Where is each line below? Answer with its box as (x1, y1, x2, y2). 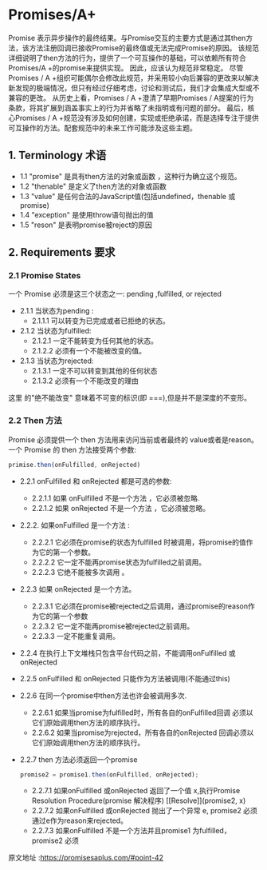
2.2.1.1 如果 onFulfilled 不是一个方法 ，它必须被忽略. (31, 493, 200, 503)
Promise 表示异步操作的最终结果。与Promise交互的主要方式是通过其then (8, 33, 246, 42)
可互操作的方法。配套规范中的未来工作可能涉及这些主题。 (8, 122, 197, 133)
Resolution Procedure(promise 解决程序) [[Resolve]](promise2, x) (31, 796, 246, 805)
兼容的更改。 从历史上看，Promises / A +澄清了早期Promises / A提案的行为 (8, 93, 254, 102)
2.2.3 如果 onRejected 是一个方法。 (19, 584, 136, 593)
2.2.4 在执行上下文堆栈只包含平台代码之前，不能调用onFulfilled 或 (19, 648, 237, 657)
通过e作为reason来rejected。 (31, 816, 128, 825)
